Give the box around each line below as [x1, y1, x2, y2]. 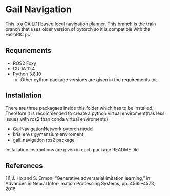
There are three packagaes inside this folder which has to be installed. [5, 105, 154, 111]
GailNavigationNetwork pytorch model [12, 126, 94, 132]
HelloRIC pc [5, 31, 31, 37]
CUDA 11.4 [12, 65, 35, 71]
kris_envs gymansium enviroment [12, 131, 83, 137]
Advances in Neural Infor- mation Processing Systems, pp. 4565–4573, [5, 181, 155, 187]
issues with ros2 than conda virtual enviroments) [5, 115, 109, 122]
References [5, 161, 43, 170]
